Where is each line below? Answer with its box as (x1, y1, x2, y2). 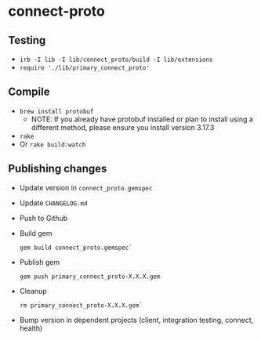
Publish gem (19, 257, 60, 266)
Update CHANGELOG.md (19, 198, 88, 208)
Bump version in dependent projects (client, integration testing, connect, (19, 315, 254, 324)
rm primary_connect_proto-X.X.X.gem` (19, 301, 143, 309)
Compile (8, 85, 50, 99)
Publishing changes (8, 162, 107, 175)
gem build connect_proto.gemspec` (19, 244, 132, 251)
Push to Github (19, 213, 68, 222)
